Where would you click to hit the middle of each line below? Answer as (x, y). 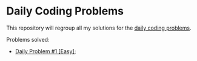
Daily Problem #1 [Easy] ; (45, 51)
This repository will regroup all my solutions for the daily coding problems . (99, 28)
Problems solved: (28, 39)
